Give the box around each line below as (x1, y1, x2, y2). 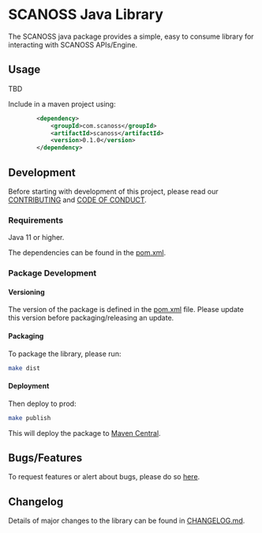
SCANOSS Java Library (8, 6, 163, 24)
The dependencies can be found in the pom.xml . (8, 248, 167, 257)
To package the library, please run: (8, 349, 122, 358)
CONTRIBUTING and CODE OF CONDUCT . (8, 195, 148, 205)
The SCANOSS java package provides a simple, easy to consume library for (8, 32, 254, 41)
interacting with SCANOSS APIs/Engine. (8, 39, 138, 49)
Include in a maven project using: (8, 99, 116, 108)
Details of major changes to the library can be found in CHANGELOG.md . (8, 516, 245, 526)
